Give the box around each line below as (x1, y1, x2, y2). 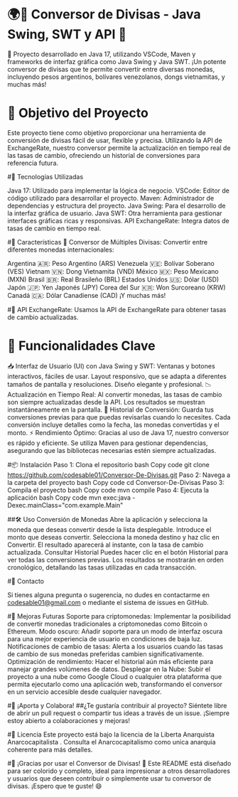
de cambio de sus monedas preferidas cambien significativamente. (7, 649, 205, 658)
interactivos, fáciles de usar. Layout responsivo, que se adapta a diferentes (7, 372, 227, 380)
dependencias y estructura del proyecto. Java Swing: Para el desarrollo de (7, 201, 226, 210)
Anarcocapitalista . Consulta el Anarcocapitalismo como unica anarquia (7, 737, 216, 746)
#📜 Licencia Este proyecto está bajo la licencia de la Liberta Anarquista (7, 730, 215, 739)
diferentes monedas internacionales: (7, 245, 114, 254)
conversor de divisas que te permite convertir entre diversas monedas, (7, 65, 215, 73)
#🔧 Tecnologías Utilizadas (7, 172, 84, 181)
